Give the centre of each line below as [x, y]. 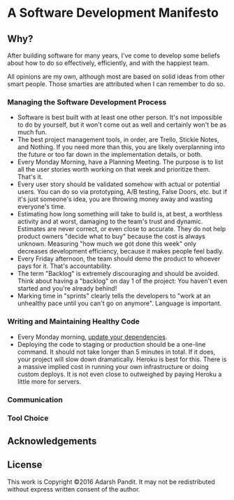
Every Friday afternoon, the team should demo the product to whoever [119, 259]
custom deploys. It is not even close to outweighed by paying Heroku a [119, 374]
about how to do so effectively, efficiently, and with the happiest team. [108, 63]
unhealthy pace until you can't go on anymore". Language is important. [119, 303]
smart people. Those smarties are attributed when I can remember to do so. [116, 84]
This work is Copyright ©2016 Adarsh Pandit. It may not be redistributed [111, 482]
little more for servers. [49, 381]
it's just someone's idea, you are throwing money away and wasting [115, 199]
